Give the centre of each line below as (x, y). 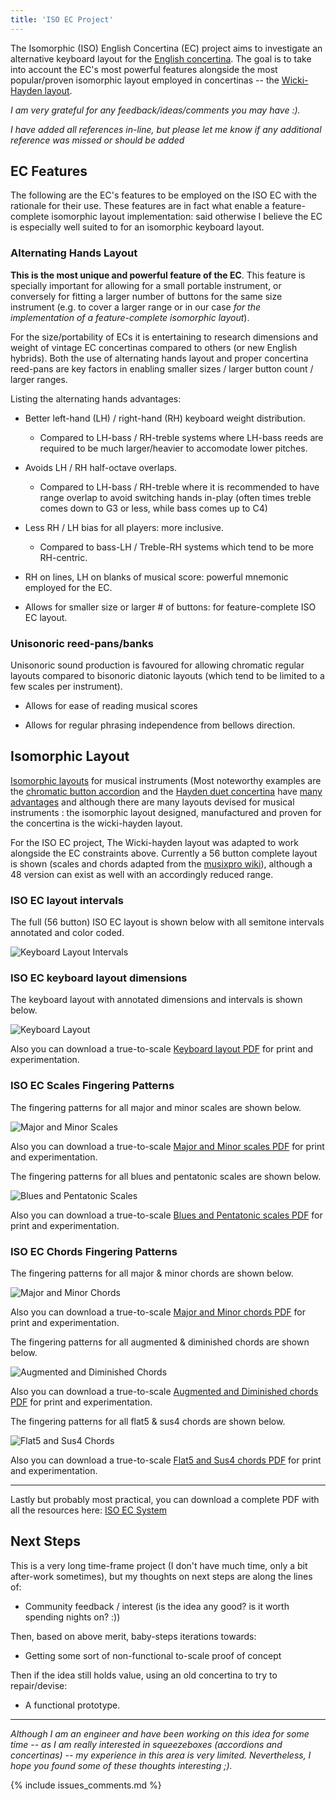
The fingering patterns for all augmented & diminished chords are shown (160, 1342)
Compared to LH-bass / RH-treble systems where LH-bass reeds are (181, 437)
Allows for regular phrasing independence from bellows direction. (160, 725)
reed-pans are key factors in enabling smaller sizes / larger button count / (162, 368)
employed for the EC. (68, 587)
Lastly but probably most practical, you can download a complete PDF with (165, 1500)
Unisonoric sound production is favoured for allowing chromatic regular (157, 665)
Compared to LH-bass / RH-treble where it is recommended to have (179, 487)
